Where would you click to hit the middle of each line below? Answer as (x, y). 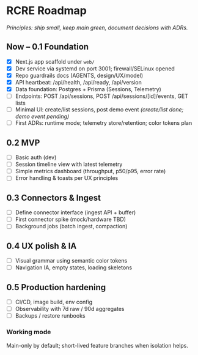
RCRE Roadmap (46, 11)
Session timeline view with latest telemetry (69, 164)
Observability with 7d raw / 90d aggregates (70, 309)
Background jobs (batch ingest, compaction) (71, 226)
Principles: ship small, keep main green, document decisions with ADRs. (97, 28)
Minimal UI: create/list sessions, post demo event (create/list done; (99, 110)
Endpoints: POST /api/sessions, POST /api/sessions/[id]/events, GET (101, 96)
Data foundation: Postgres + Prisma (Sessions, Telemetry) (88, 89)
